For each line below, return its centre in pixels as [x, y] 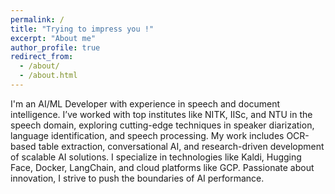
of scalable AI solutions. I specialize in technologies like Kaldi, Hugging [156, 157]
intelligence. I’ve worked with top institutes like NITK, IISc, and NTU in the [161, 114]
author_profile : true [55, 47]
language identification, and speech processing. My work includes [147, 135]
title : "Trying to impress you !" [82, 29]
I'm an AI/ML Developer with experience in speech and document [145, 103]
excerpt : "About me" [53, 38]
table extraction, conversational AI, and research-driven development [181, 146]
